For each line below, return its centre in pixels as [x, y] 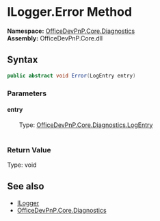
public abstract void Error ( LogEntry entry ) [71, 75]
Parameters [27, 93]
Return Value [29, 150]
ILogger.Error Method [69, 12]
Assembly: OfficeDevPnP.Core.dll [55, 38]
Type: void [22, 165]
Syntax [23, 60]
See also [26, 186]
